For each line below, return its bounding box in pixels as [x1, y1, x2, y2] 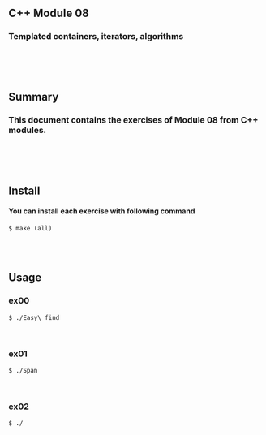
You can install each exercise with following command [8, 206, 195, 216]
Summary [8, 90, 59, 104]
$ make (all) [8, 224, 53, 232]
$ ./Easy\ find [8, 313, 60, 321]
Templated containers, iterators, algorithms [8, 31, 184, 42]
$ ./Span [8, 366, 38, 374]
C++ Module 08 [8, 6, 89, 20]
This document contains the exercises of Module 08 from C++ [8, 114, 259, 125]
